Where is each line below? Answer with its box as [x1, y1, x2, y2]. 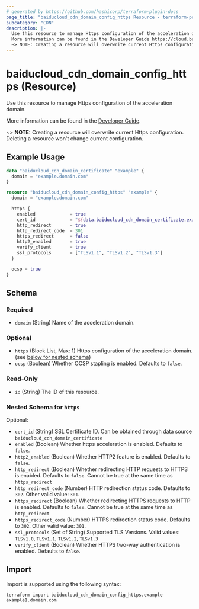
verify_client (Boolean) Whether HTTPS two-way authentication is [14, 541, 181, 549]
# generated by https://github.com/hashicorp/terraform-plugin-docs [6, 8, 179, 15]
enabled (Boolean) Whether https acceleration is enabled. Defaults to [14, 441, 183, 448]
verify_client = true [17, 244, 86, 251]
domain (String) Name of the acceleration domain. [14, 319, 135, 326]
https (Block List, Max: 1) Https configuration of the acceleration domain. [14, 347, 193, 354]
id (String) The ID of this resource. [14, 388, 99, 395]
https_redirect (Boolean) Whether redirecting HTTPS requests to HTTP [14, 497, 191, 504]
